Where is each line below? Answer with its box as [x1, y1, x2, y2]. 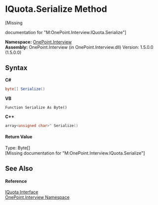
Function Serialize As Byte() [5, 105, 68, 110]
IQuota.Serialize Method [5, 3, 107, 15]
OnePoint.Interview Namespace [5, 194, 70, 201]
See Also [5, 164, 33, 173]
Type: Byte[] [5, 145, 31, 151]
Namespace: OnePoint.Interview [5, 39, 72, 45]
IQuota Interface [5, 189, 39, 195]
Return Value [5, 134, 33, 140]
